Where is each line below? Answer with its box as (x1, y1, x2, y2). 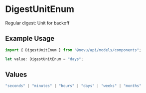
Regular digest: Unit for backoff (5, 20, 70, 26)
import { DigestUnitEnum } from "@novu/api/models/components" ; (5, 47, 142, 53)
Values (5, 70, 27, 79)
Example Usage (5, 34, 55, 43)
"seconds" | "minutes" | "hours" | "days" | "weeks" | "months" (5, 84, 142, 89)
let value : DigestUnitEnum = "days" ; (5, 56, 84, 62)
